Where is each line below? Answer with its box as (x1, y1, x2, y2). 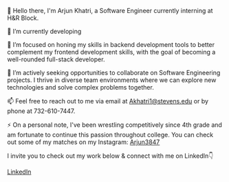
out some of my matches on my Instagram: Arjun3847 (7, 138, 160, 146)
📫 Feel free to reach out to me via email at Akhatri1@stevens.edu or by (7, 97, 208, 105)
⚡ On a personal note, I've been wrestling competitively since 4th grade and (7, 121, 222, 129)
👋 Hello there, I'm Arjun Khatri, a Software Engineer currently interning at (7, 7, 213, 14)
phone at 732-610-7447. (7, 107, 76, 115)
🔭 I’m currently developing (7, 28, 82, 35)
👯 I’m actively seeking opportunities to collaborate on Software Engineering (7, 69, 221, 77)
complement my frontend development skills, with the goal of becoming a (7, 48, 216, 56)
